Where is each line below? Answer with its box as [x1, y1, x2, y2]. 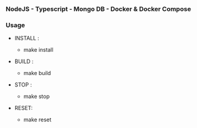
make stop [23, 93, 50, 100]
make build [23, 70, 51, 77]
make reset [23, 116, 52, 123]
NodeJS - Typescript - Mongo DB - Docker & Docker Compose [5, 5, 192, 13]
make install [23, 46, 54, 53]
